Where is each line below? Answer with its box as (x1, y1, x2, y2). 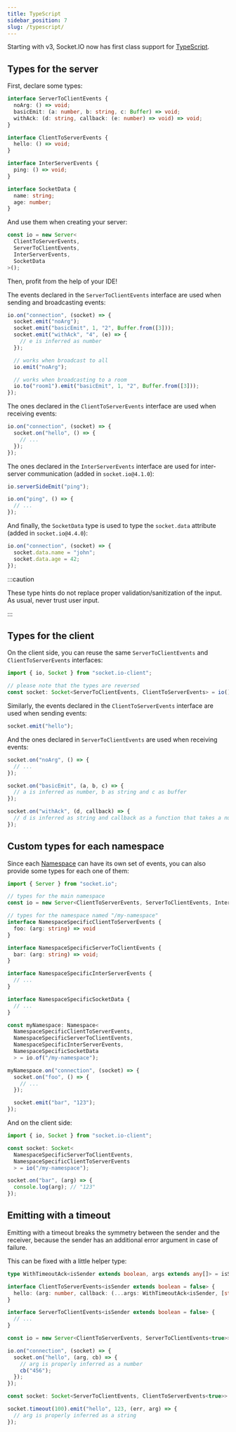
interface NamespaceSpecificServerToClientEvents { (7, 944, 162, 951)
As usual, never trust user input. (7, 595, 100, 605)
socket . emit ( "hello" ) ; (7, 723, 74, 730)
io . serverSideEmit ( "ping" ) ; (7, 483, 90, 490)
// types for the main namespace (7, 893, 105, 900)
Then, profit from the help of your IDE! (7, 277, 118, 285)
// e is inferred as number (20, 338, 102, 345)
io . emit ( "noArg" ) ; (13, 363, 68, 370)
